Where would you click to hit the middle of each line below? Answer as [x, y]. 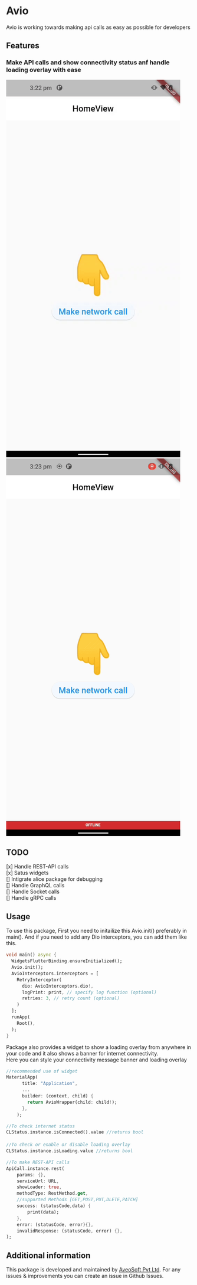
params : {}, [31, 1175]
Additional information [48, 1255]
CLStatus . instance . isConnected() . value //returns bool [75, 1132]
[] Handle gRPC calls [31, 898]
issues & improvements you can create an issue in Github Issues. [85, 1276]
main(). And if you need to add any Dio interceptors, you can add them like [96, 937]
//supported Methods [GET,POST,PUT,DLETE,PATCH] [78, 1200]
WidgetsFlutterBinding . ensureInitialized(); [67, 961]
